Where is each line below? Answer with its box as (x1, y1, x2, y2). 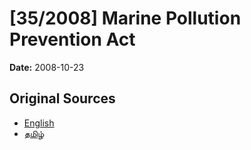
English (23, 117, 55, 129)
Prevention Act (9, 28, 136, 51)
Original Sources (9, 90, 116, 107)
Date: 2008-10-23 (9, 61, 85, 73)
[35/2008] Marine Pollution (9, 7, 242, 30)
